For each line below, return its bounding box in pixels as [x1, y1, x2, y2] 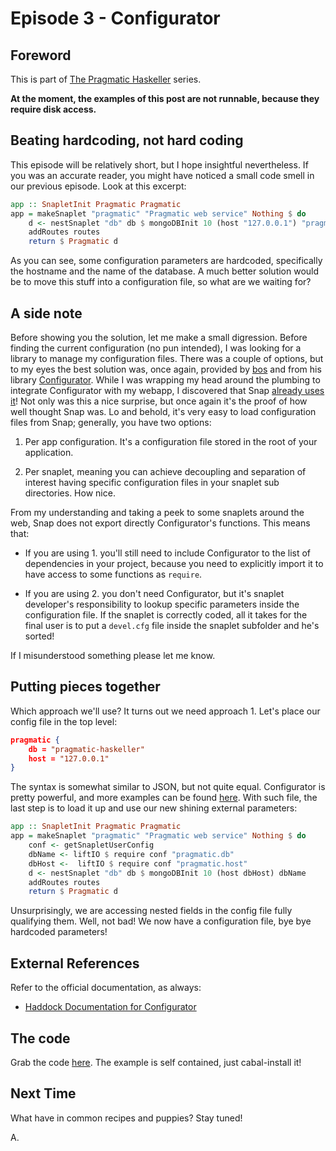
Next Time [10, 1085, 77, 1102]
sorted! [24, 630, 55, 642]
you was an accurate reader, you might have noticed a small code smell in [10, 169, 315, 181]
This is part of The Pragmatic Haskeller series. [10, 73, 202, 85]
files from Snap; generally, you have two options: [10, 417, 212, 428]
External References [10, 955, 140, 972]
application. [24, 447, 74, 458]
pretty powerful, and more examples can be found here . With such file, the [10, 792, 318, 804]
